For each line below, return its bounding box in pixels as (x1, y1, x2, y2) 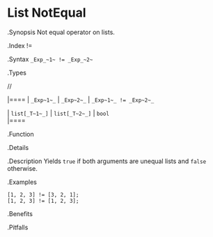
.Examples (7, 178, 37, 186)
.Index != (7, 41, 33, 49)
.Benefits (7, 209, 33, 217)
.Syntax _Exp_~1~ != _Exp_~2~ (7, 54, 93, 63)
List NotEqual (7, 5, 86, 21)
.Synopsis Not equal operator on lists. (7, 28, 115, 36)
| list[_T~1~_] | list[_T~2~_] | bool (7, 109, 110, 117)
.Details (7, 143, 29, 151)
